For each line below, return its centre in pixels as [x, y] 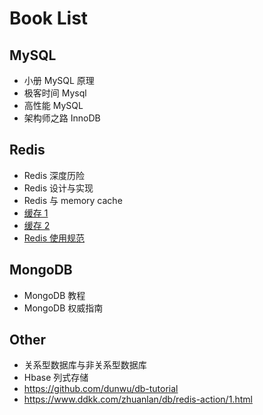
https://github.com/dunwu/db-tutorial [101, 389]
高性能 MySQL [53, 105]
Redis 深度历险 [54, 175]
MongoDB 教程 [54, 295]
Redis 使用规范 [54, 238]
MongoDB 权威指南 [63, 308]
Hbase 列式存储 [56, 378]
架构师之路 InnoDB [62, 118]
